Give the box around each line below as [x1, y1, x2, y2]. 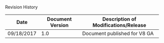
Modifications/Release [92, 22, 146, 28]
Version [50, 22, 69, 28]
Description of [102, 16, 137, 22]
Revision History [5, 4, 38, 10]
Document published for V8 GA [82, 30, 154, 37]
